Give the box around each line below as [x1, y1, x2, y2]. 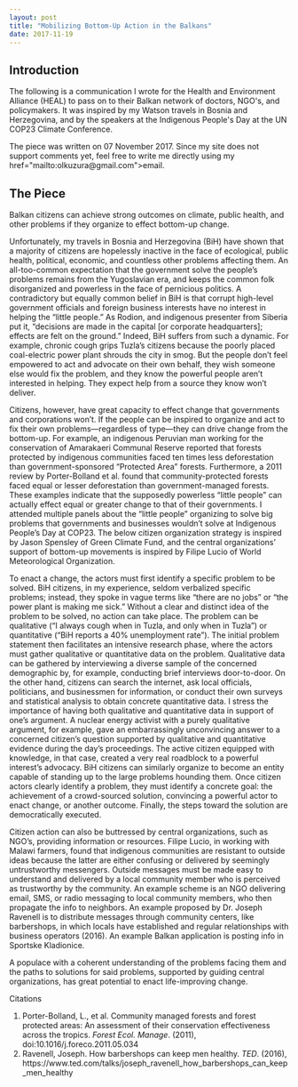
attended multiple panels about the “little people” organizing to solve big [9, 509, 273, 519]
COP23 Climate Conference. [9, 124, 114, 134]
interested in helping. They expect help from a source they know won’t [9, 378, 268, 388]
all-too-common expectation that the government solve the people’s [9, 264, 258, 275]
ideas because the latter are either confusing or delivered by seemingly [9, 855, 271, 866]
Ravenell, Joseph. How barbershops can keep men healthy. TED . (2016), [21, 1049, 287, 1059]
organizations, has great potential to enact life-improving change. [9, 976, 248, 986]
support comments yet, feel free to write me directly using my [9, 150, 235, 161]
